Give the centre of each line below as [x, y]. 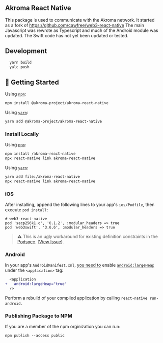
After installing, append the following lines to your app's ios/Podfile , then [80, 205]
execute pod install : [27, 210]
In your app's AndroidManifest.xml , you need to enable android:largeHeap [80, 265]
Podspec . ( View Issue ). [41, 242]
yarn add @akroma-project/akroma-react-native [54, 122]
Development [26, 51]
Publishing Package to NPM [39, 315]
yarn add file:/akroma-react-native [42, 176]
